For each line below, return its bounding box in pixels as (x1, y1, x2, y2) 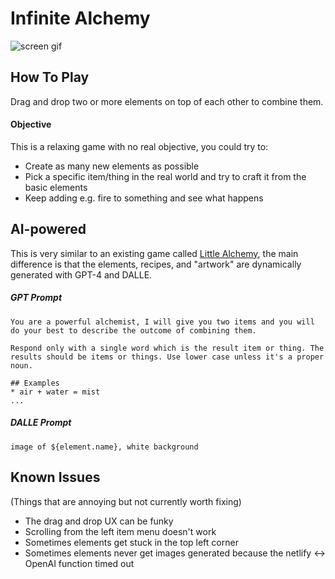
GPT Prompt (10, 292, 63, 304)
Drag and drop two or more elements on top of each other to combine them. (10, 95, 324, 107)
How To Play (10, 69, 90, 86)
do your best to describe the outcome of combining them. (10, 325, 257, 336)
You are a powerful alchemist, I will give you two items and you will (10, 317, 315, 327)
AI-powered (10, 221, 87, 238)
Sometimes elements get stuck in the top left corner (24, 536, 239, 548)
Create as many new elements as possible (24, 160, 200, 172)
